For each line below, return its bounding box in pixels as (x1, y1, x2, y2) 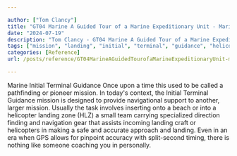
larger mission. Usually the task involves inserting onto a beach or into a (7, 103, 217, 112)
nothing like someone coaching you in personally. (7, 141, 152, 149)
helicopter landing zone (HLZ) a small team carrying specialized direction (7, 110, 220, 119)
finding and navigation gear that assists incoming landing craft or (7, 118, 196, 126)
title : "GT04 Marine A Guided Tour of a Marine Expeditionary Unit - (7, 22, 217, 30)
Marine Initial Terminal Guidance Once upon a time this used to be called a (7, 81, 224, 89)
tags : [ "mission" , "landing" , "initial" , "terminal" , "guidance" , (7, 43, 207, 50)
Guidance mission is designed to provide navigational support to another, (7, 96, 220, 104)
